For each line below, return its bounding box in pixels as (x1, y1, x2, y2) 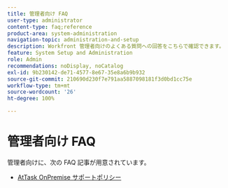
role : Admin (7, 56, 42, 63)
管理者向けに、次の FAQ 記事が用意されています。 (7, 158, 150, 166)
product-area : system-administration (7, 29, 117, 37)
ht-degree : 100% (7, 95, 55, 102)
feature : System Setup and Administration (7, 50, 133, 57)
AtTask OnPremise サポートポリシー (17, 173, 122, 181)
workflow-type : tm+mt (7, 82, 71, 89)
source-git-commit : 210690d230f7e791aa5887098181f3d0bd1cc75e (7, 75, 192, 83)
